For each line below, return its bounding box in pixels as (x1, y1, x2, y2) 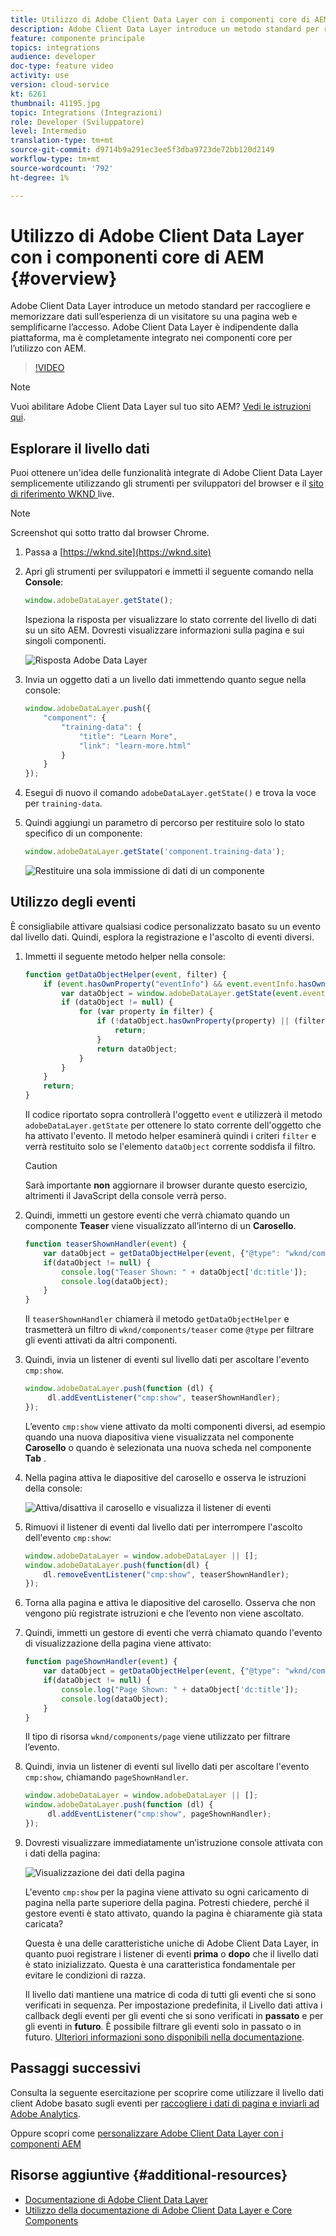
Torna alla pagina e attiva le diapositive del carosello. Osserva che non (24, 1597, 316, 1609)
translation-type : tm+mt (10, 136, 114, 146)
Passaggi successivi (10, 2060, 142, 2077)
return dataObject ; (96, 1044, 178, 1054)
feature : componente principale (10, 33, 145, 43)
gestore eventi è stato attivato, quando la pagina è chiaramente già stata (24, 1907, 323, 1919)
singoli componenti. (24, 635, 107, 647)
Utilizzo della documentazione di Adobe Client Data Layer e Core (24, 2204, 293, 2216)
